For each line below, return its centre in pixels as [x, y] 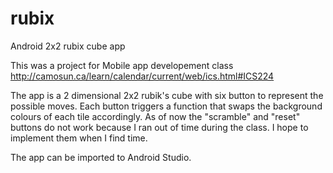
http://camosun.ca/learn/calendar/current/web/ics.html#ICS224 [142, 76]
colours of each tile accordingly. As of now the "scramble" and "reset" [155, 116]
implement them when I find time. [79, 138]
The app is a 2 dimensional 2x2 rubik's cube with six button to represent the [167, 95]
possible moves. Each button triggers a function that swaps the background [166, 106]
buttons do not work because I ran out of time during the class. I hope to [159, 127]
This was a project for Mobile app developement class [122, 65]
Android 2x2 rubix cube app [68, 46]
